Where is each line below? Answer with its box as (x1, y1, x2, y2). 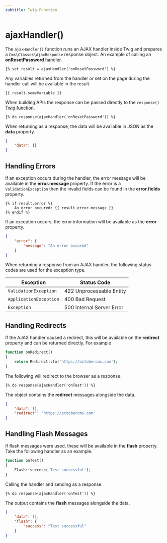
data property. (5, 128, 35, 134)
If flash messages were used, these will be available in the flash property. (5, 443, 158, 449)
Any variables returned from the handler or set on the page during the (5, 75, 150, 81)
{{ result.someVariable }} (5, 90, 62, 95)
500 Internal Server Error (64, 304, 124, 311)
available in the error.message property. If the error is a (5, 180, 121, 186)
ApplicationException (8, 297, 59, 302)
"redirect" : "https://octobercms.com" (14, 411, 96, 416)
